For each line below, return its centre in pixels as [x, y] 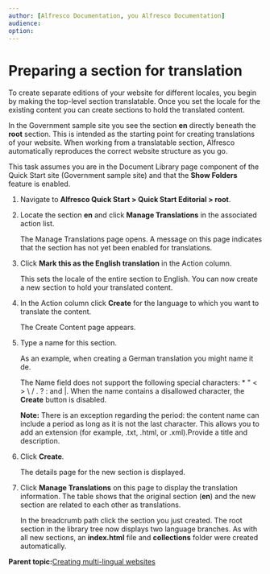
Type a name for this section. [68, 343]
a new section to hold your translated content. [96, 287]
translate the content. [56, 312]
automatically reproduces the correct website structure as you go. [118, 151]
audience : [25, 23]
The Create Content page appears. [78, 328]
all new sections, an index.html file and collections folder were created [139, 538]
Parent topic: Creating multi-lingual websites [82, 562]
